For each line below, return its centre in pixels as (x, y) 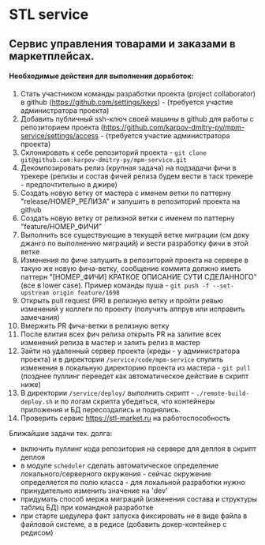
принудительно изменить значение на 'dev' (94, 490)
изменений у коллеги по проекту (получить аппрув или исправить (132, 309)
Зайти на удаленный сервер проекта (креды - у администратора (130, 351)
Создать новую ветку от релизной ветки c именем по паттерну (127, 218)
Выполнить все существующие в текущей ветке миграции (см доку (135, 235)
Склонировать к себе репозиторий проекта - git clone (114, 152)
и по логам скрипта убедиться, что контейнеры (135, 401)
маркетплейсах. (52, 56)
